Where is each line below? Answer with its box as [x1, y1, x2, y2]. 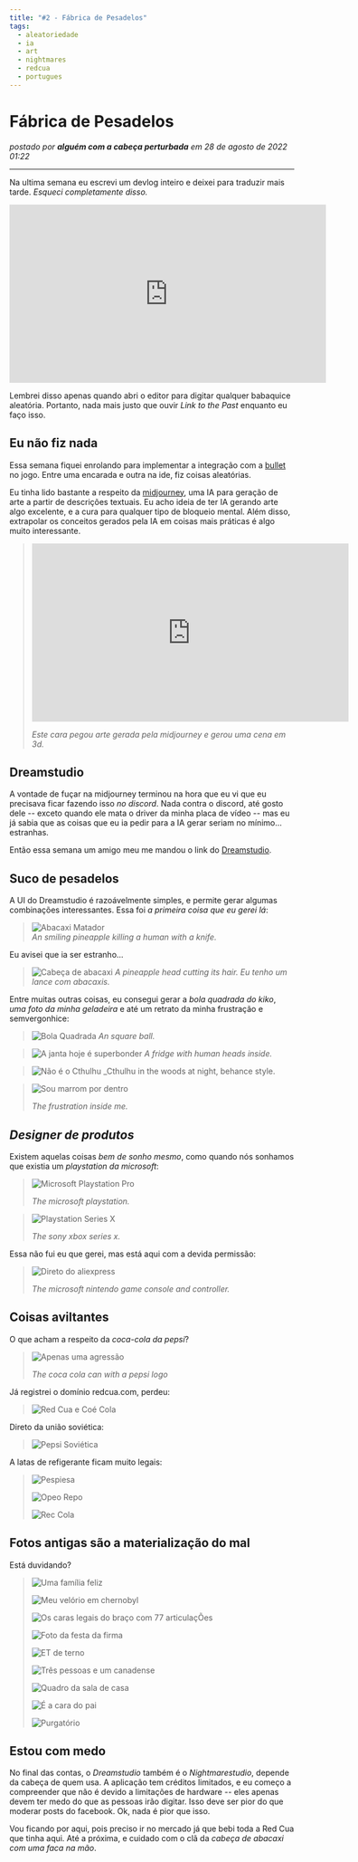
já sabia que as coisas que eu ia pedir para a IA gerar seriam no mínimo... [9, 817, 283, 828]
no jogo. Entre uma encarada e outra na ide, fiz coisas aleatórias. [9, 469, 251, 480]
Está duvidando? [9, 1559, 72, 1571]
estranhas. [9, 827, 50, 838]
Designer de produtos [9, 1127, 135, 1142]
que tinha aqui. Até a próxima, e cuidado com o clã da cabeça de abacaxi [9, 1833, 285, 1844]
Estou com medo [9, 1743, 107, 1759]
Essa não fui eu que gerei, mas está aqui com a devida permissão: [9, 1248, 256, 1259]
